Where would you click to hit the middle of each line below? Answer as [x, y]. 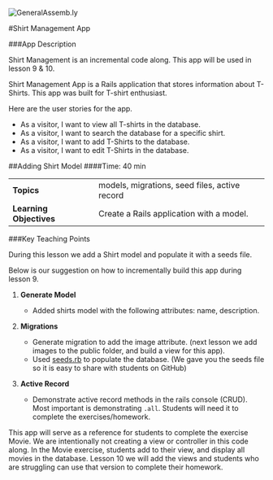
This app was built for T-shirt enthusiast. [100, 93]
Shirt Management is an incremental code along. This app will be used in [130, 60]
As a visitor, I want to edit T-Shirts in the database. [104, 150]
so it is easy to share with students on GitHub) [109, 368]
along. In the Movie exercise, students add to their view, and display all [127, 450]
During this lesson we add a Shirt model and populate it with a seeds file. [130, 255]
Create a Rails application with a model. [173, 214]
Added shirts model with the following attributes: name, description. [146, 310]
